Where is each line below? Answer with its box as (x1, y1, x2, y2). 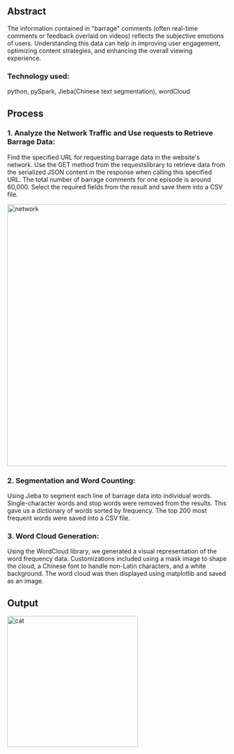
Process (7, 108, 44, 119)
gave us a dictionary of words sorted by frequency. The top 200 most (7, 507, 207, 515)
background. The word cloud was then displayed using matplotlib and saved (7, 570, 226, 578)
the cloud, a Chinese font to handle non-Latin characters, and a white (7, 562, 207, 570)
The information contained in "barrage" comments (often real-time (7, 24, 198, 32)
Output (7, 597, 38, 609)
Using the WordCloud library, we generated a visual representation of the (7, 547, 217, 556)
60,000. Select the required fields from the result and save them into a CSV (7, 182, 223, 191)
